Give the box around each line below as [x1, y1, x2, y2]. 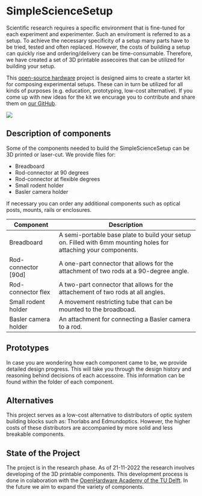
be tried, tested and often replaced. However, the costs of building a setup [6, 43, 191, 51]
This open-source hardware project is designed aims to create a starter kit [6, 74, 191, 81]
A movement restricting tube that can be [58, 297, 173, 306]
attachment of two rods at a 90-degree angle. [58, 267, 189, 275]
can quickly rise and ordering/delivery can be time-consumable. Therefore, [6, 49, 193, 57]
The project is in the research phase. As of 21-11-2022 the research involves [6, 464, 195, 471]
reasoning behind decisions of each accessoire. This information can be [6, 371, 185, 379]
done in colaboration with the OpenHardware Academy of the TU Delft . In [6, 477, 188, 484]
